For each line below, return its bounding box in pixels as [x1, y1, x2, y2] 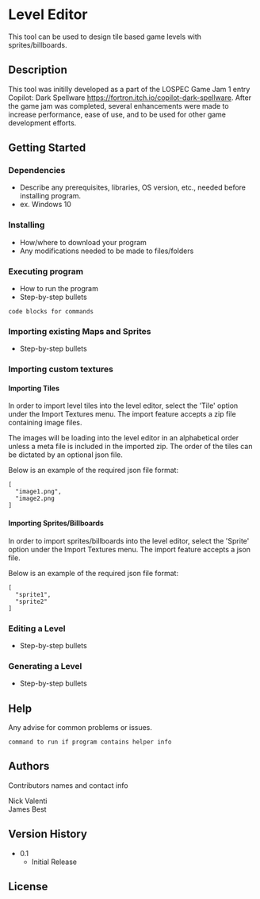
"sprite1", [15, 590, 52, 598]
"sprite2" [15, 597, 48, 605]
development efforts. [8, 117, 77, 128]
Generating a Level [8, 660, 82, 671]
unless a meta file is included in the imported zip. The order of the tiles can [8, 442, 253, 451]
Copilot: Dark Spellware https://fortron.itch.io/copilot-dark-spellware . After [8, 93, 252, 102]
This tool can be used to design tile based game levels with [8, 32, 202, 41]
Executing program [8, 266, 84, 277]
